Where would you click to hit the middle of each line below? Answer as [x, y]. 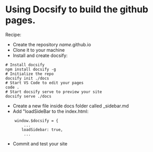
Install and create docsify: [40, 55]
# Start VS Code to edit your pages [44, 83]
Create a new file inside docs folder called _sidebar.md [71, 106]
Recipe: [13, 34]
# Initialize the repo [30, 74]
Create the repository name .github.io [52, 44]
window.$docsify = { [36, 121]
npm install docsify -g [31, 69]
